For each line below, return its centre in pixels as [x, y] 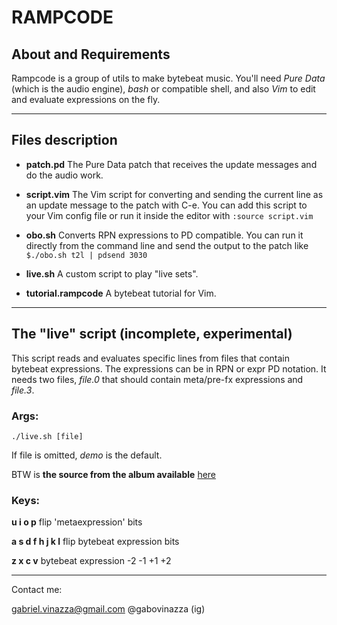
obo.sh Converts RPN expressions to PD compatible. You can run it [164, 235]
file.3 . [23, 390]
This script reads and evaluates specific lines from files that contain [150, 358]
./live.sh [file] [47, 436]
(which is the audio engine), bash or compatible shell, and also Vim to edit [163, 89]
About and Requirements [91, 54]
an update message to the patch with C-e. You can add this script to [166, 205]
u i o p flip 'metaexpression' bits [77, 522]
